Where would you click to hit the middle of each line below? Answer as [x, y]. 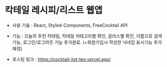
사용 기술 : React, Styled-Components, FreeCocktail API [70, 25]
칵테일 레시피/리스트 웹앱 [54, 10]
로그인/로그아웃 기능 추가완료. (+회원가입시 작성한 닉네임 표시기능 [88, 42]
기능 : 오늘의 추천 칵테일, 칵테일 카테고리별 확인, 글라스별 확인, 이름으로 [82, 36]
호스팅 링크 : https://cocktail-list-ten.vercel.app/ [61, 59]
